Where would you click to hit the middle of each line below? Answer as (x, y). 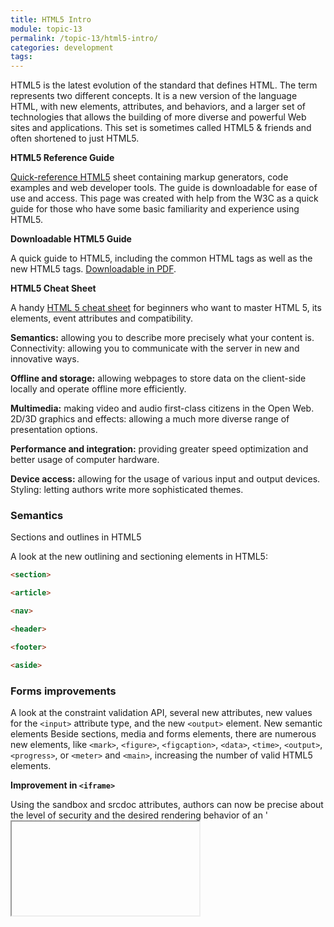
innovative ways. (45, 359)
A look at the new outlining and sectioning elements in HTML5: (139, 557)
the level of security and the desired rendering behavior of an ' (139, 815)
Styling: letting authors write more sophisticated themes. (127, 490)
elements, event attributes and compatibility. (101, 318)
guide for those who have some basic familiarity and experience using (155, 209)
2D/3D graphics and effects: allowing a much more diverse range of (150, 419)
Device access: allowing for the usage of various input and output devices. (165, 479)
